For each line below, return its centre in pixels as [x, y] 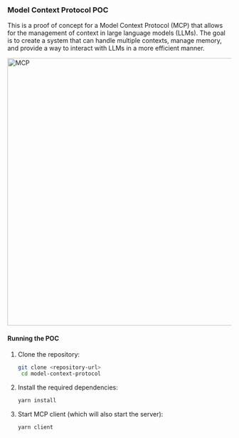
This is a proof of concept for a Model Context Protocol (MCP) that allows [115, 26]
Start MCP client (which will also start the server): [90, 414]
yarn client [35, 427]
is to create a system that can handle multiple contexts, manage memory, [115, 41]
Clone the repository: [49, 354]
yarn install [37, 401]
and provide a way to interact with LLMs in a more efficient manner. [106, 49]
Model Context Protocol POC [58, 10]
